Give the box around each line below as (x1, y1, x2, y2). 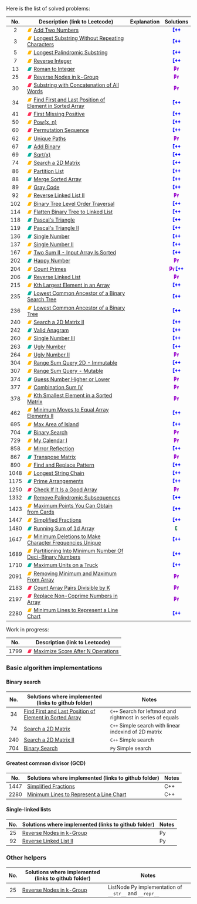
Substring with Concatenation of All (33, 81, 119, 89)
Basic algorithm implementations (6, 664, 103, 672)
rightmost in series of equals (110, 713, 179, 721)
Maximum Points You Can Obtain (33, 502, 113, 509)
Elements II (27, 413, 54, 420)
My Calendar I (33, 437, 67, 444)
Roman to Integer (33, 65, 75, 72)
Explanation (130, 18, 160, 25)
